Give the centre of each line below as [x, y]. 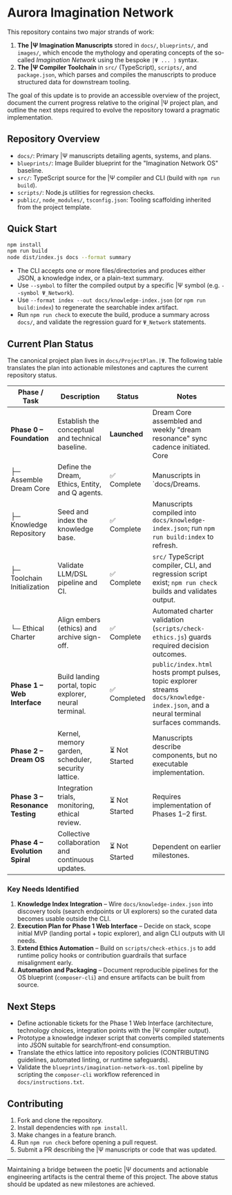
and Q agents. [80, 493]
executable [170, 764]
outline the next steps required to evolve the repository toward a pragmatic [114, 110]
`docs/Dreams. [176, 484]
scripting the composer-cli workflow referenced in [88, 1075]
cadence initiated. [181, 447]
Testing [23, 814]
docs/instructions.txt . [51, 1082]
